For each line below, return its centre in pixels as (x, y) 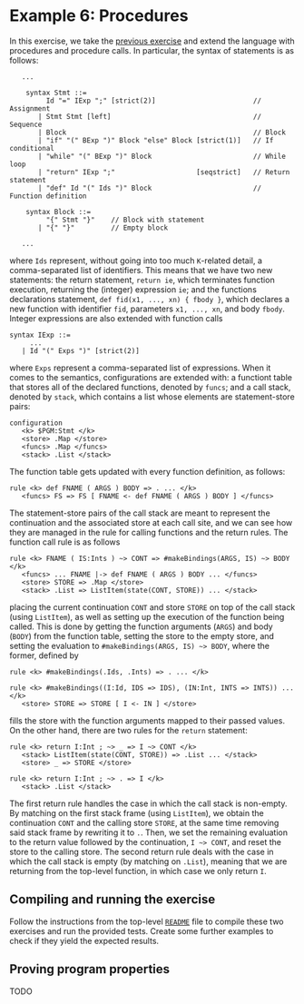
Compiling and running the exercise (113, 900)
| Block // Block (162, 133)
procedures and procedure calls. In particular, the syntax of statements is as (152, 50)
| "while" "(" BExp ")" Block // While (162, 156)
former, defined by (44, 655)
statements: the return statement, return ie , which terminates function (142, 280)
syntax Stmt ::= (57, 93)
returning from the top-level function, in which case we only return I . (138, 871)
